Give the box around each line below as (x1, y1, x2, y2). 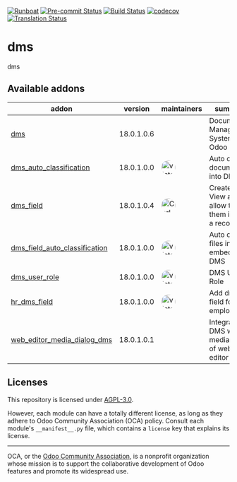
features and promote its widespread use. (7, 466, 129, 475)
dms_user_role (11, 272, 60, 282)
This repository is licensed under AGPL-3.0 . (7, 395, 134, 404)
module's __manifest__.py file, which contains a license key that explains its (7, 424, 230, 433)
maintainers (161, 103, 202, 113)
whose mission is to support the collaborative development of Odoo (7, 459, 205, 468)
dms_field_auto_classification (11, 242, 108, 252)
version (123, 103, 150, 113)
